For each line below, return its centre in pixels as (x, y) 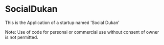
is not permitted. (22, 37)
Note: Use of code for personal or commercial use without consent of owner (82, 32)
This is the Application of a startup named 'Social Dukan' (62, 22)
